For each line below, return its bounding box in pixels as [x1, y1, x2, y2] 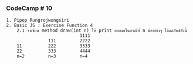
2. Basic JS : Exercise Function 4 [6, 22, 93, 29]
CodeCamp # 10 [6, 4, 53, 12]
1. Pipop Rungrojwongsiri [6, 18, 69, 23]
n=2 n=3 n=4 [16, 53, 88, 59]
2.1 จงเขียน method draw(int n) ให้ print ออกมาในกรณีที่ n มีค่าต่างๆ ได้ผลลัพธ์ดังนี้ [16, 28, 188, 33]
